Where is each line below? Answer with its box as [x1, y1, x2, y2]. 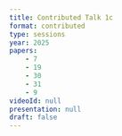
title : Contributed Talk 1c [9, 13, 114, 22]
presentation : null [9, 105, 82, 114]
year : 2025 [9, 38, 50, 47]
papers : [9, 47, 38, 55]
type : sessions [9, 30, 66, 38]
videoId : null [9, 96, 62, 106]
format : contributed [9, 21, 86, 30]
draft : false [9, 113, 58, 122]
